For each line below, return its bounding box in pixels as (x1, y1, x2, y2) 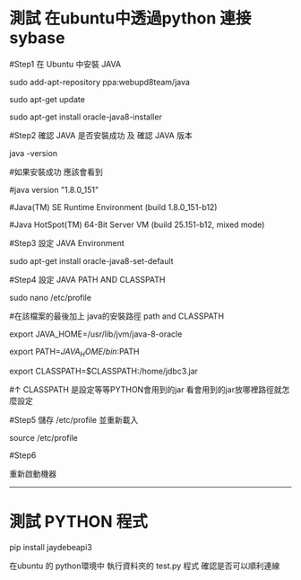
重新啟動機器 (9, 468, 56, 479)
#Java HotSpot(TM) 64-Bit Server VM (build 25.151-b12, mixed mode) (9, 219, 265, 230)
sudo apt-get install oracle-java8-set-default (9, 255, 174, 266)
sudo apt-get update (9, 93, 85, 104)
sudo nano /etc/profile (9, 292, 92, 303)
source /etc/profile (9, 432, 79, 443)
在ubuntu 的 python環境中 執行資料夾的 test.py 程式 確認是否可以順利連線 (9, 560, 280, 571)
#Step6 (9, 450, 37, 461)
